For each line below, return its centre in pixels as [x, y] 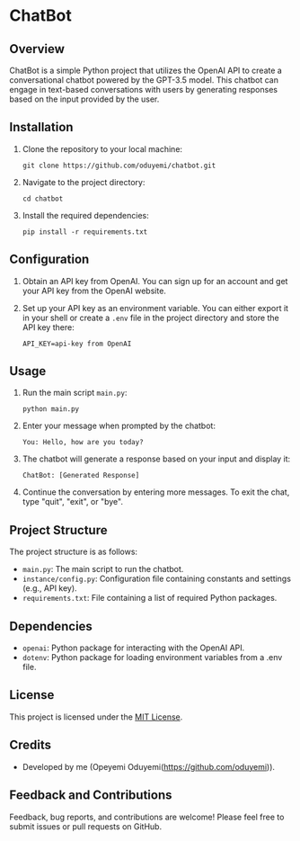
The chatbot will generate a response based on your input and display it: [156, 459]
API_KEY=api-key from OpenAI [77, 344]
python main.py [51, 409]
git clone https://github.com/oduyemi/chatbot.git [119, 166]
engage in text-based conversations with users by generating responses [144, 89]
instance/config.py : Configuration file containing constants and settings [157, 579]
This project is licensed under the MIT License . [96, 717]
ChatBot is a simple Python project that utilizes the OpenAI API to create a [146, 70]
